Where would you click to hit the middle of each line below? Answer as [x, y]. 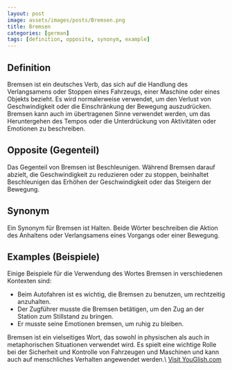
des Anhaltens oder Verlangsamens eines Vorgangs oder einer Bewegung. [114, 235]
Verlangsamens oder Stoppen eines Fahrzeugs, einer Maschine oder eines [114, 92]
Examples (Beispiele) [54, 257]
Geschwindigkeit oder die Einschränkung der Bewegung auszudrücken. [109, 106]
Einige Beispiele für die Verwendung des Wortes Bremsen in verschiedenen [115, 274]
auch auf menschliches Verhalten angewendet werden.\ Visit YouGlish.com [114, 360]
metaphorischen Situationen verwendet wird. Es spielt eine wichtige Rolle [112, 345]
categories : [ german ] [38, 33]
